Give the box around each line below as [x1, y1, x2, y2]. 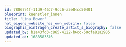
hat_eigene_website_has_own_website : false [4, 21, 95, 26]
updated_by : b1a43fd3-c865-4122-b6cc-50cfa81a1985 [4, 30, 110, 35]
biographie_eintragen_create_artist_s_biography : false [4, 25, 121, 30]
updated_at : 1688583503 [4, 35, 53, 40]
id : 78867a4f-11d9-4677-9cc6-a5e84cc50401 [4, 7, 93, 12]
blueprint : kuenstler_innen [4, 12, 62, 17]
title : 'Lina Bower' [4, 16, 47, 21]
